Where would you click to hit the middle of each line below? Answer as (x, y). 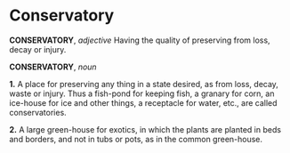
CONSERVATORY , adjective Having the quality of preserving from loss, (140, 40)
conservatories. (38, 112)
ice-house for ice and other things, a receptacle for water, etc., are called (143, 102)
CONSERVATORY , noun (53, 67)
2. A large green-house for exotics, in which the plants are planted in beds (145, 129)
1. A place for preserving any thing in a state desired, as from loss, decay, (144, 84)
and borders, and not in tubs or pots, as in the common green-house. (136, 139)
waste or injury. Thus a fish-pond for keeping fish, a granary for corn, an (142, 93)
